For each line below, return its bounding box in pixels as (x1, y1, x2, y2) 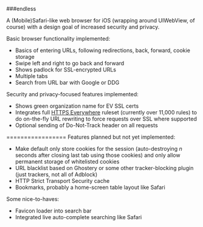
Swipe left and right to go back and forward (15, 60, 125, 67)
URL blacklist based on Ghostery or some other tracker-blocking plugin (15, 165, 194, 171)
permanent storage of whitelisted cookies (15, 158, 120, 165)
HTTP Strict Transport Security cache (15, 177, 110, 184)
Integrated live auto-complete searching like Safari (15, 214, 142, 220)
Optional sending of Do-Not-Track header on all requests (15, 122, 158, 129)
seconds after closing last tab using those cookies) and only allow (15, 151, 181, 159)
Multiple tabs (15, 73, 48, 79)
